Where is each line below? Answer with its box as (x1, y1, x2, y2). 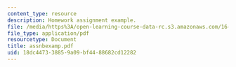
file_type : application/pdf (7, 29, 90, 37)
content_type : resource (7, 10, 77, 17)
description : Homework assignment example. (7, 17, 137, 24)
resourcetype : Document (7, 36, 77, 43)
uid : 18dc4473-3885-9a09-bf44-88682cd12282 (7, 50, 137, 57)
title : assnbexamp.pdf (7, 43, 74, 50)
